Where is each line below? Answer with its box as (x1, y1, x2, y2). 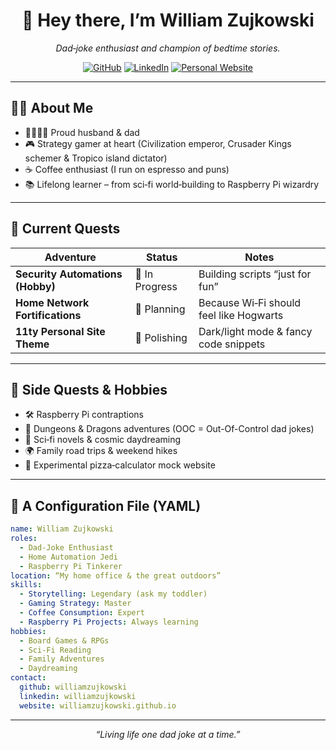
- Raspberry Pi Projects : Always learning (19, 617, 199, 627)
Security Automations (15, 267, 123, 281)
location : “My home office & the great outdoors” (10, 570, 222, 581)
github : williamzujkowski (19, 682, 128, 693)
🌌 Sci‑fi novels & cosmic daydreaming (24, 434, 182, 446)
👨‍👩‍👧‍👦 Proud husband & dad (24, 126, 140, 138)
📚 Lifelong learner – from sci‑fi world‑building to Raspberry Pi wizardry (24, 178, 320, 190)
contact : (10, 673, 47, 683)
